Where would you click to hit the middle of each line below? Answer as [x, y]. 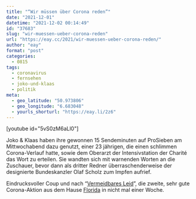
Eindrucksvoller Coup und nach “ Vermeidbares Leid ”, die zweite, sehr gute [98, 183]
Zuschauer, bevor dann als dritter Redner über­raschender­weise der [89, 166]
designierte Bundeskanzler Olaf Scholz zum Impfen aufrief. [79, 172]
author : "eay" [24, 45]
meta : [13, 95]
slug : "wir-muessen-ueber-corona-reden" [57, 34]
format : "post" [25, 51]
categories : [21, 56]
